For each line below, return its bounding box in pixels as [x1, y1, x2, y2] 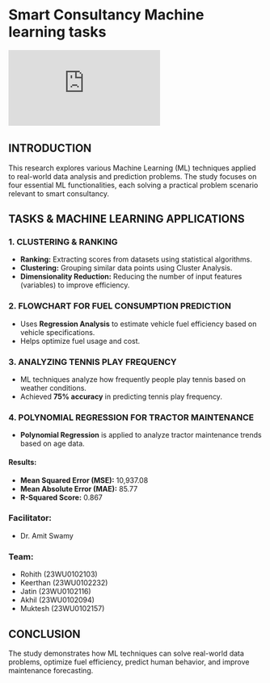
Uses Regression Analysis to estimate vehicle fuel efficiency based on [19, 319, 257, 329]
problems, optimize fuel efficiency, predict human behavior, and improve [8, 656, 250, 667]
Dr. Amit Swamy [19, 530, 74, 540]
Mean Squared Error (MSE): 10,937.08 [19, 475, 149, 485]
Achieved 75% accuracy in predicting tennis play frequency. [19, 392, 222, 401]
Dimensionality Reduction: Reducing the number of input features [19, 272, 243, 282]
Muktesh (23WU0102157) [19, 604, 105, 614]
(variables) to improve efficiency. [19, 280, 130, 290]
